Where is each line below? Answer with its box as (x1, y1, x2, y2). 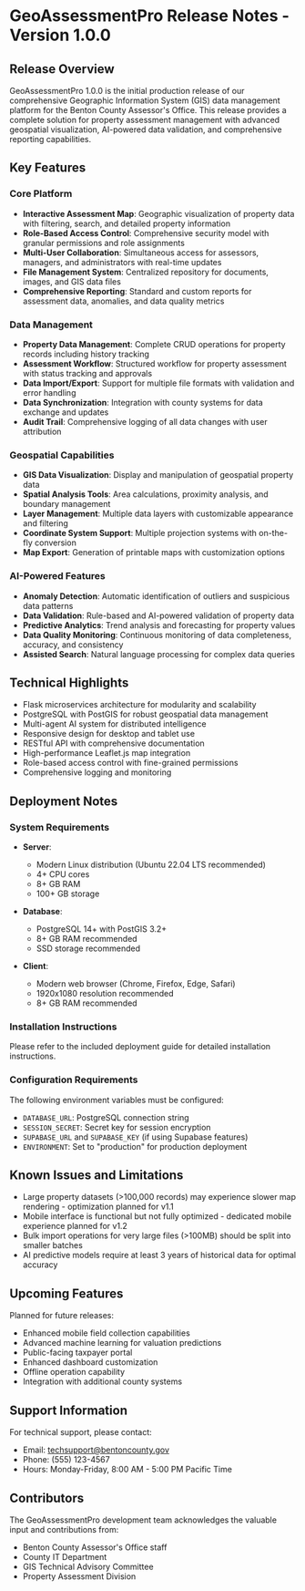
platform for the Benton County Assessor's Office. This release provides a (9, 105, 287, 115)
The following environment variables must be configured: (9, 1094, 225, 1105)
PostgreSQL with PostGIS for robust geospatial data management (22, 708, 269, 720)
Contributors (9, 1490, 85, 1505)
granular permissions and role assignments (22, 237, 185, 248)
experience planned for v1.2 (22, 1221, 127, 1232)
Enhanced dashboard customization (22, 1357, 158, 1368)
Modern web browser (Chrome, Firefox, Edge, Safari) (36, 978, 236, 989)
